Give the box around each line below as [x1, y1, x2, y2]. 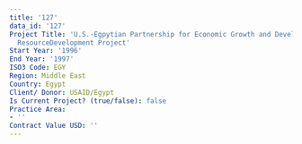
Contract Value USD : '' [9, 122, 99, 131]
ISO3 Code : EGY [9, 64, 67, 72]
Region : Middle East [9, 72, 87, 80]
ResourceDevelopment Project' [17, 38, 130, 47]
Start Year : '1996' [9, 47, 83, 55]
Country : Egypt [9, 80, 67, 89]
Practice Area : [9, 105, 67, 114]
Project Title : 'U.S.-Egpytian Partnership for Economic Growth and [9, 30, 271, 38]
